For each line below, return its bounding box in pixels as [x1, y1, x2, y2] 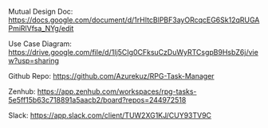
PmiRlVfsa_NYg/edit [8, 24, 74, 33]
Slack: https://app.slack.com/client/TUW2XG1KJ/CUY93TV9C [8, 111, 212, 120]
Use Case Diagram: [8, 39, 72, 48]
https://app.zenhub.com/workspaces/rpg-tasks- [37, 87, 197, 96]
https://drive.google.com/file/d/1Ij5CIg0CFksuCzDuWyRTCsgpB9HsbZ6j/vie [8, 48, 259, 56]
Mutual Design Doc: [8, 7, 73, 16]
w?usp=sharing [8, 56, 60, 65]
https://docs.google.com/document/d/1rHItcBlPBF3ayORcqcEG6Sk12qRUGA [8, 15, 260, 25]
